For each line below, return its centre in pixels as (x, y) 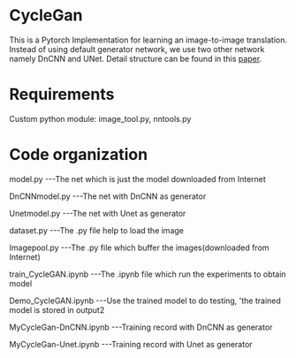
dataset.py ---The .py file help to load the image (96, 230)
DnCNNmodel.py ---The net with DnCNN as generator (108, 196)
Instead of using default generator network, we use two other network (137, 49)
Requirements (62, 95)
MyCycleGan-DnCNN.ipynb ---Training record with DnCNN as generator (141, 327)
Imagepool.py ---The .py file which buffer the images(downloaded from (139, 248)
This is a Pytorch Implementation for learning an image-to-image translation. (148, 40)
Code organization (79, 155)
